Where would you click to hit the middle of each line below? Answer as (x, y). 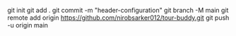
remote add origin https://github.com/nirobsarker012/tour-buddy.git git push (118, 18)
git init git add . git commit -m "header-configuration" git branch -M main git (118, 10)
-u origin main (28, 25)
